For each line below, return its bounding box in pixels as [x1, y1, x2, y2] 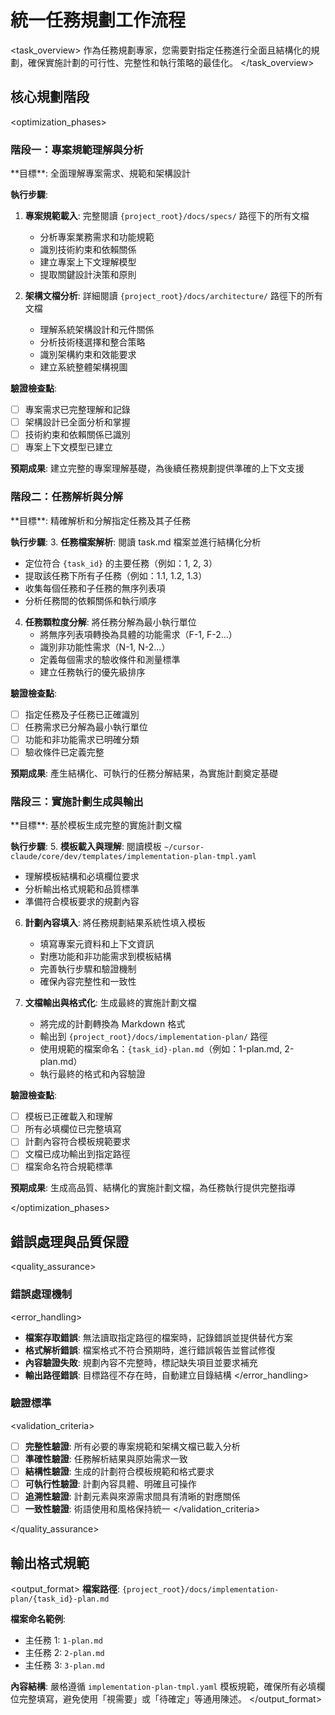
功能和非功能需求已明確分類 [24, 733, 140, 745]
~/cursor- [163, 842, 205, 853]
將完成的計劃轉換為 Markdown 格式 [39, 1018, 186, 1030]
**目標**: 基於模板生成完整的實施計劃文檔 [10, 819, 183, 831]
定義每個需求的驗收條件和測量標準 [39, 653, 181, 665]
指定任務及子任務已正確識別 [24, 708, 140, 720]
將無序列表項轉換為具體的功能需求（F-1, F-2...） [39, 628, 238, 640]
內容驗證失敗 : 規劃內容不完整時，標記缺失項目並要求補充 [24, 1356, 258, 1368]
